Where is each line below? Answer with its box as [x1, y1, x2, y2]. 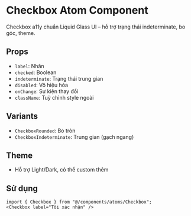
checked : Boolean [14, 69, 57, 76]
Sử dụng [6, 183, 38, 193]
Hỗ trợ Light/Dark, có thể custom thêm [14, 166, 109, 173]
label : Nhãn [14, 62, 44, 69]
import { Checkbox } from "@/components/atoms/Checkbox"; [6, 199, 152, 205]
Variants [6, 111, 38, 122]
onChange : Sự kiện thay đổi [14, 87, 79, 95]
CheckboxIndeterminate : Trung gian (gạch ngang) [14, 133, 134, 140]
